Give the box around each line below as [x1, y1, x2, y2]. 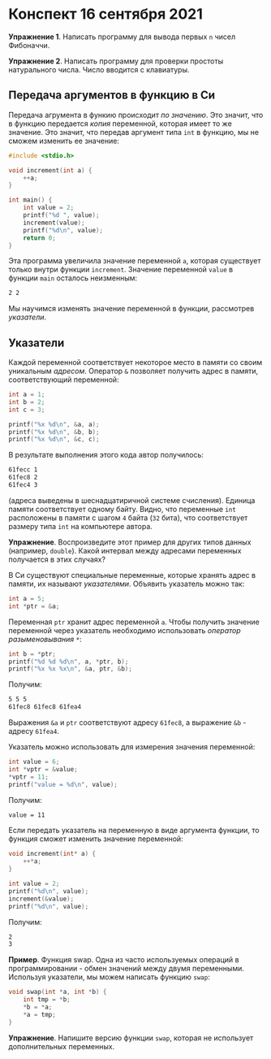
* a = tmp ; [23, 1010, 57, 1018]
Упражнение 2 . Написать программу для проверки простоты [8, 56, 224, 66]
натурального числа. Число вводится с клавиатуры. [8, 64, 190, 74]
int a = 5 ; [8, 594, 45, 602]
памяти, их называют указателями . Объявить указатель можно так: [8, 579, 245, 588]
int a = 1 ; [8, 391, 45, 399]
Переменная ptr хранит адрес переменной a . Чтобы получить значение [8, 617, 260, 627]
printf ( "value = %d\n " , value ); [8, 780, 118, 788]
